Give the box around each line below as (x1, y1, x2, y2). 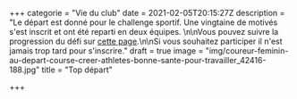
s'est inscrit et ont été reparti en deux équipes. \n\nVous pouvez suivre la (9, 27, 279, 37)
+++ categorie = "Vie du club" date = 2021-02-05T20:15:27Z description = (9, 8, 285, 18)
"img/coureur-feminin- (205, 45, 289, 56)
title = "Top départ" (41, 64, 114, 75)
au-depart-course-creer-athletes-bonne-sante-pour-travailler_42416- (9, 55, 267, 65)
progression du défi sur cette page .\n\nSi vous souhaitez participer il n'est (9, 36, 284, 46)
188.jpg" (9, 64, 40, 75)
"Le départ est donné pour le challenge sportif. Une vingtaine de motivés (9, 17, 278, 28)
